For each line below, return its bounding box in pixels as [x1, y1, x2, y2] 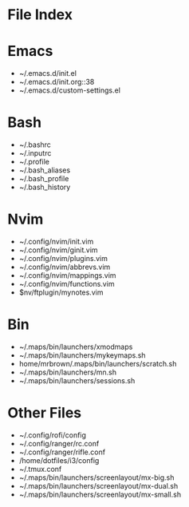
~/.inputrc [18, 149, 52, 158]
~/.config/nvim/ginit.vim [18, 245, 98, 255]
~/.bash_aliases [18, 165, 71, 175]
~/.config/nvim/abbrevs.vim [18, 262, 111, 271]
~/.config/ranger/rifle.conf [18, 447, 105, 457]
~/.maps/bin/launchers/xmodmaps [18, 342, 133, 351]
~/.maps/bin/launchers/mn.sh [18, 367, 117, 377]
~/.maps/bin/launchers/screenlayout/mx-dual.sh [18, 481, 179, 490]
